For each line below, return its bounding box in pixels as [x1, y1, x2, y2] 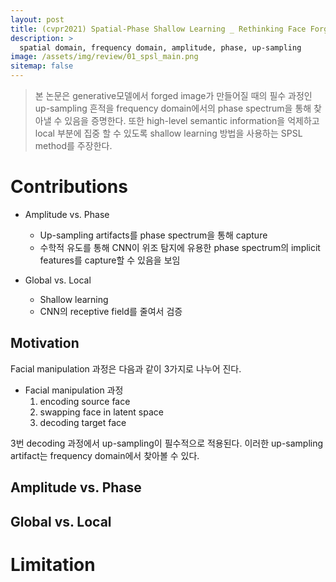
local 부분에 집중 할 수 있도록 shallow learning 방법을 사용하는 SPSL [34, 127, 303, 139]
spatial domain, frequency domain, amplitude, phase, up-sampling [19, 42, 302, 53]
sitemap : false [10, 61, 74, 71]
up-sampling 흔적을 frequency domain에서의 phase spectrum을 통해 [34, 102, 312, 114]
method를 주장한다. [34, 140, 113, 151]
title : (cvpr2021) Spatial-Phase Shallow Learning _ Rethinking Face [10, 24, 307, 34]
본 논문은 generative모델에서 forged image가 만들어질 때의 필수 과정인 [34, 90, 313, 101]
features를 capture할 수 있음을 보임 [39, 254, 181, 266]
